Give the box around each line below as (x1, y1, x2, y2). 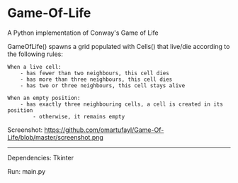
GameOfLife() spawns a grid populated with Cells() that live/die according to (7, 42, 230, 50)
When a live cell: (7, 63, 62, 70)
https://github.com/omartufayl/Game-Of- (44, 126, 164, 134)
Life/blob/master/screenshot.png (7, 133, 104, 141)
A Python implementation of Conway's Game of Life (7, 28, 159, 37)
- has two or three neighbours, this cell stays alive (20, 82, 186, 89)
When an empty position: (7, 94, 81, 101)
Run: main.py (7, 167, 46, 175)
